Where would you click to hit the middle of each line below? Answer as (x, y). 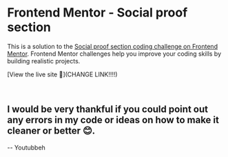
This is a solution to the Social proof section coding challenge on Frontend (113, 46)
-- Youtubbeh (27, 147)
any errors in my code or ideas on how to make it (113, 120)
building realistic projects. (44, 61)
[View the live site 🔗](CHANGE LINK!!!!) (63, 74)
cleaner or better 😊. (51, 131)
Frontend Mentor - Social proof (97, 13)
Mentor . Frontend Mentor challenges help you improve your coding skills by (114, 54)
